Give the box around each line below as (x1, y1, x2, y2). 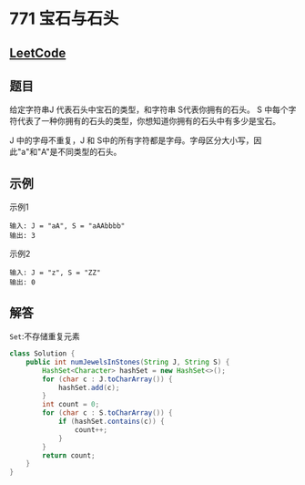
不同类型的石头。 (57, 147, 122, 158)
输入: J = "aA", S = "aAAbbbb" (9, 222, 126, 231)
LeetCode (9, 45, 66, 60)
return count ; (42, 450, 96, 460)
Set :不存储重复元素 (9, 331, 80, 342)
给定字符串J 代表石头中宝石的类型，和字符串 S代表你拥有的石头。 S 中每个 (9, 104, 289, 115)
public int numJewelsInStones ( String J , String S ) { (25, 357, 230, 366)
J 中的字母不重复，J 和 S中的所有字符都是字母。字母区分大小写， (9, 135, 254, 146)
